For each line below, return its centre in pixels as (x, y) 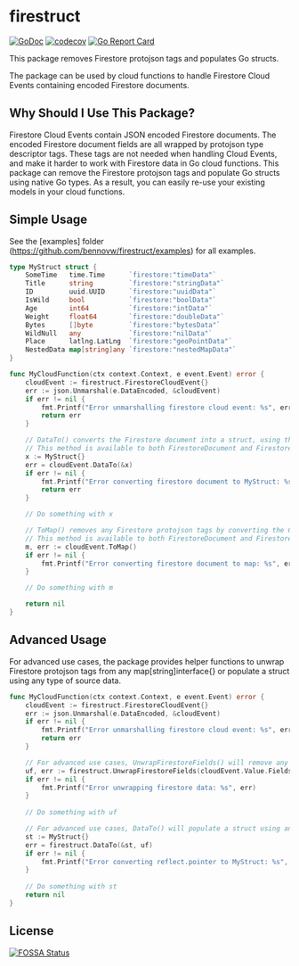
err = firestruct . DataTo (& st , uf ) (89, 845)
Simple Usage (48, 220)
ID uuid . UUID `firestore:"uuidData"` (121, 292)
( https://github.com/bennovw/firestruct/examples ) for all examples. (133, 251)
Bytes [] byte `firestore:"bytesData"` (123, 325)
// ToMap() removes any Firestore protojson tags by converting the (155, 531)
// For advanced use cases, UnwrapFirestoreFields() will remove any (157, 763)
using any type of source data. (65, 681)
